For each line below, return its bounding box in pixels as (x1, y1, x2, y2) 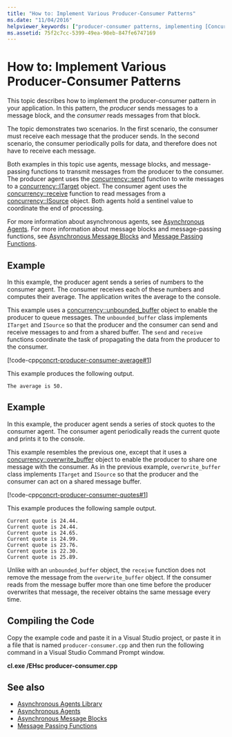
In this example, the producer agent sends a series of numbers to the (7, 278, 204, 286)
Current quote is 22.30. (7, 547, 79, 555)
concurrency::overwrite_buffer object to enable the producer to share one (7, 455, 217, 463)
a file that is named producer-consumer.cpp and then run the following (7, 640, 204, 649)
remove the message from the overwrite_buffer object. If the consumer (7, 573, 212, 581)
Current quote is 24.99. (7, 535, 79, 542)
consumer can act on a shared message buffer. (7, 477, 142, 486)
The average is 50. (7, 383, 64, 390)
